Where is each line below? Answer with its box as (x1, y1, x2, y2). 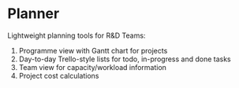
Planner (7, 5, 60, 23)
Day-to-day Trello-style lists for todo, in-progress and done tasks (18, 54, 232, 64)
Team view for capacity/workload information (18, 62, 167, 71)
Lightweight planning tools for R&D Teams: (7, 31, 146, 40)
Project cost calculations (18, 71, 99, 80)
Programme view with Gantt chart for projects (18, 46, 168, 55)
